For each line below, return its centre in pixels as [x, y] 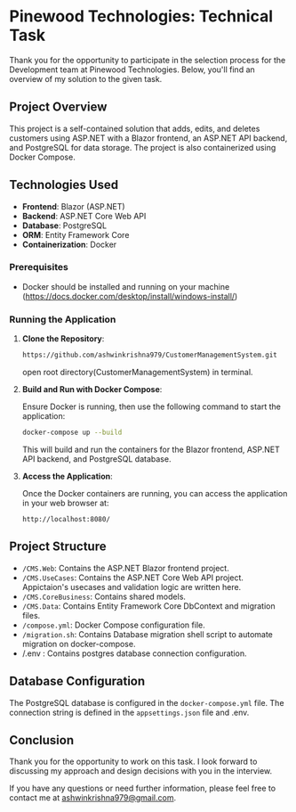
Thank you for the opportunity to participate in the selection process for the [148, 60]
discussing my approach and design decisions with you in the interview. [141, 771]
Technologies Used [64, 185]
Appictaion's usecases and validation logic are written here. [132, 586]
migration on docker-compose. [79, 644]
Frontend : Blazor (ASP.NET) [74, 206]
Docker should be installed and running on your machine [126, 286]
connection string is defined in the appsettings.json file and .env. [129, 712]
